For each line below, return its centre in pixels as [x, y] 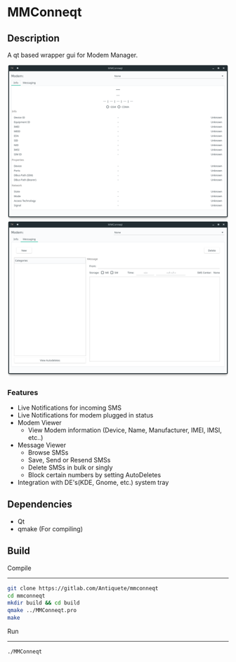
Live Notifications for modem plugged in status [85, 415]
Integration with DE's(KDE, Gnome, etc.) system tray [93, 483]
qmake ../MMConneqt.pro [42, 611]
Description [33, 38]
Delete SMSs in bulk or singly [70, 467]
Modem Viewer [39, 423]
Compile [19, 568]
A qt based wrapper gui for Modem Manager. [73, 55]
